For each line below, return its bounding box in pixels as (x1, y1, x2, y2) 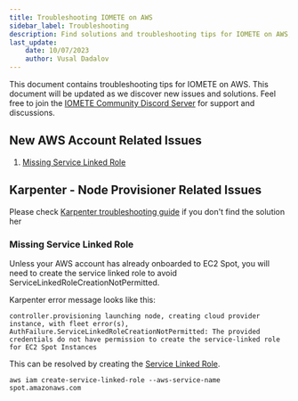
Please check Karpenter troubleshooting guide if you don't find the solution (9, 206, 286, 217)
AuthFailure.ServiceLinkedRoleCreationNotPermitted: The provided (9, 327, 261, 336)
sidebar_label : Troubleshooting (9, 21, 129, 30)
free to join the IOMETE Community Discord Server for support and (9, 98, 255, 108)
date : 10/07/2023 (25, 46, 90, 55)
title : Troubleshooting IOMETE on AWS (9, 12, 153, 22)
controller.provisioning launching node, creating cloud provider (9, 311, 261, 321)
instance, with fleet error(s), (9, 319, 129, 328)
